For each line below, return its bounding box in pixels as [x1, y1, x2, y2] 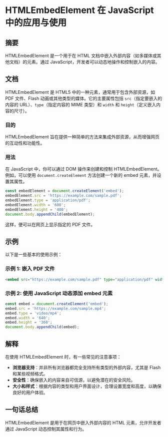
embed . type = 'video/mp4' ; [5, 311, 61, 316]
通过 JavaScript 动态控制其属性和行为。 [5, 426, 87, 432]
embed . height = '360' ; [5, 320, 52, 325]
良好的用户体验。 [12, 390, 48, 395]
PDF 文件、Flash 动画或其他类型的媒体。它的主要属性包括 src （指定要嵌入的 [5, 95, 162, 101]
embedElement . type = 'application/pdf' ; [5, 198, 91, 203]
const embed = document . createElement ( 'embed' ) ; [5, 301, 108, 306]
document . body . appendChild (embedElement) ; [5, 212, 95, 217]
